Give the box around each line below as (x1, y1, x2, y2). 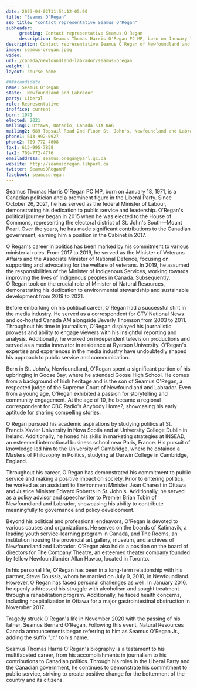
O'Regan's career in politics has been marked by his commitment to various (6, 243, 189, 250)
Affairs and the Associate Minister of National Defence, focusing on (6, 256, 169, 262)
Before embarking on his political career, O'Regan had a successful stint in (6, 304, 186, 311)
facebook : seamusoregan (6, 172, 64, 178)
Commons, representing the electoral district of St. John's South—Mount (6, 219, 183, 226)
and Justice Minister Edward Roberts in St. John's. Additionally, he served (6, 488, 185, 494)
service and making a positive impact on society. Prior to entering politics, (6, 476, 185, 482)
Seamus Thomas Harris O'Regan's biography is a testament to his (6, 646, 165, 652)
